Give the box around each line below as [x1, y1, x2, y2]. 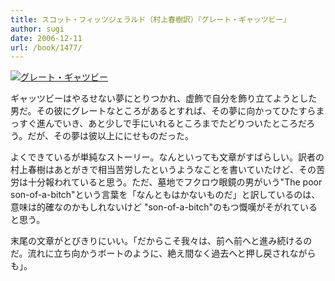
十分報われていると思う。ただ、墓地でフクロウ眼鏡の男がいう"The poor [27, 176, 323, 188]
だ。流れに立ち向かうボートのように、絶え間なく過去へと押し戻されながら [10, 247, 317, 260]
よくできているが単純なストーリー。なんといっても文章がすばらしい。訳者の [10, 151, 325, 163]
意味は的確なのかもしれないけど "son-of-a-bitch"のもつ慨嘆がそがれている [10, 201, 318, 213]
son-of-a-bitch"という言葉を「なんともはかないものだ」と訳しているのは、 [10, 189, 321, 201]
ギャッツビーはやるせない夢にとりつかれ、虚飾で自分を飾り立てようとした [10, 92, 318, 105]
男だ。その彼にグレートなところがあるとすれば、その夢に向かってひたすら [10, 105, 317, 117]
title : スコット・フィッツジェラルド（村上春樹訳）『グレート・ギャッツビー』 [10, 14, 292, 25]
